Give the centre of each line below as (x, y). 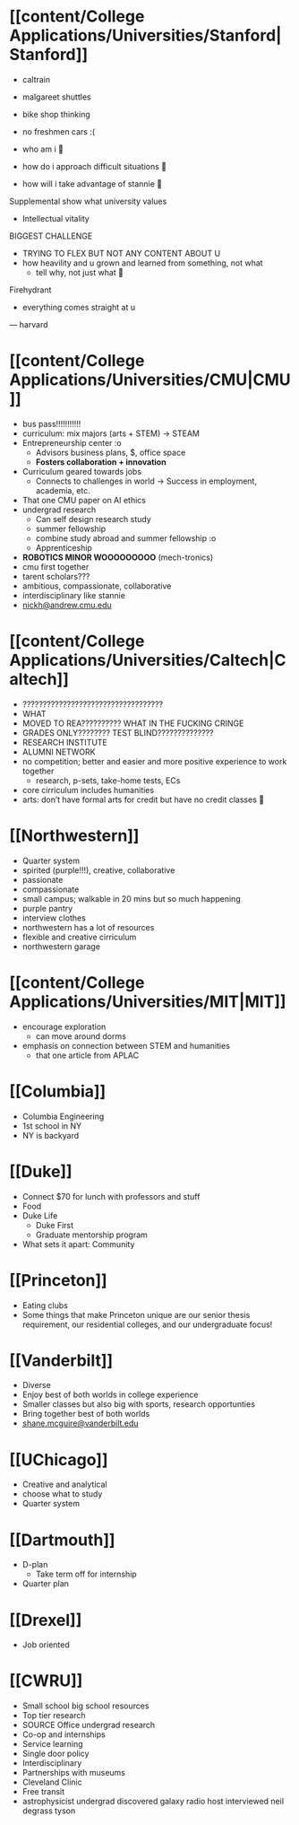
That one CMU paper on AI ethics (84, 500)
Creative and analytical (64, 1484)
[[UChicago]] (59, 1459)
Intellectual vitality (56, 218)
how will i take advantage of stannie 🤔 (92, 183)
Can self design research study (94, 519)
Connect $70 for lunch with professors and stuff (111, 1196)
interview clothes (54, 918)
